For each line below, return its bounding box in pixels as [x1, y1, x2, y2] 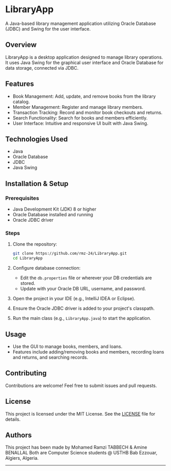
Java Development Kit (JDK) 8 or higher [12, 206, 97, 212]
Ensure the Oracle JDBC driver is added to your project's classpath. [12, 305, 155, 311]
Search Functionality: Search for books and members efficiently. [12, 114, 148, 121]
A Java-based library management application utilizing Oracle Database [5, 20, 156, 26]
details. [5, 416, 21, 422]
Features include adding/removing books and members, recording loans [12, 348, 164, 355]
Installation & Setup [5, 179, 69, 188]
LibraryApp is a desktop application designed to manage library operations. [5, 54, 163, 60]
